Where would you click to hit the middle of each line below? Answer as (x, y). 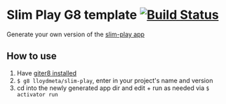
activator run (37, 94)
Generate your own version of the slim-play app (76, 34)
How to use (32, 56)
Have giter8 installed (47, 73)
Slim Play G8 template (72, 15)
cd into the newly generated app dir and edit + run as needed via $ (113, 88)
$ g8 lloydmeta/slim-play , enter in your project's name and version (115, 80)
